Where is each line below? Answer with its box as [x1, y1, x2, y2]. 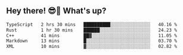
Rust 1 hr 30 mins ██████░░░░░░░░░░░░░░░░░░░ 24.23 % [6, 27, 178, 33]
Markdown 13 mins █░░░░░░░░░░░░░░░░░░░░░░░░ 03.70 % [6, 38, 178, 44]
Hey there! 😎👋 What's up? [6, 6, 107, 16]
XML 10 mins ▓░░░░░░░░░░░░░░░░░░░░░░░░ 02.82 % [6, 44, 178, 50]
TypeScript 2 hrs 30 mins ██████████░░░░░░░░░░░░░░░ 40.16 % [6, 21, 178, 27]
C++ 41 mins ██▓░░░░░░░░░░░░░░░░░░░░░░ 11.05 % [6, 33, 178, 38]
